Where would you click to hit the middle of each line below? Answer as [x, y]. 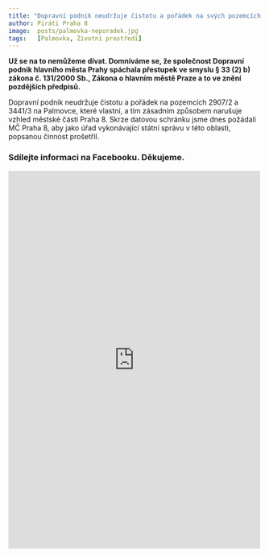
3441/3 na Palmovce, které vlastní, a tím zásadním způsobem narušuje [125, 111]
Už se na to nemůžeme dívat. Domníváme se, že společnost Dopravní [126, 61]
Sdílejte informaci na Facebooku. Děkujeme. [97, 158]
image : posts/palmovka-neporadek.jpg [73, 31]
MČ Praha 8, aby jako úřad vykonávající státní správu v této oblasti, [120, 128]
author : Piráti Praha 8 [48, 23]
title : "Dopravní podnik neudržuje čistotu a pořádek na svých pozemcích [135, 16]
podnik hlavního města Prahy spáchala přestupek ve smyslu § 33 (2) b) [130, 70]
